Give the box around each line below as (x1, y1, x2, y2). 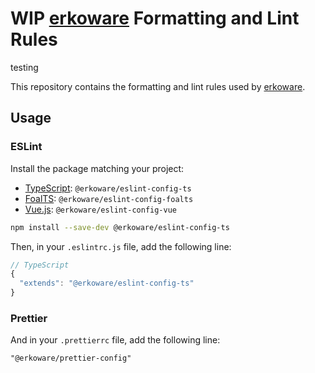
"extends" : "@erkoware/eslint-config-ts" (19, 278, 195, 289)
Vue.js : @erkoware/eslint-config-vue (24, 203, 177, 215)
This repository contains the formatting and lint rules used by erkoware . (10, 80, 306, 92)
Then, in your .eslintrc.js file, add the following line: (10, 240, 232, 252)
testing (10, 61, 39, 73)
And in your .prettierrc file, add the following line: (10, 334, 221, 346)
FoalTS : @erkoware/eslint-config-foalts (24, 192, 194, 204)
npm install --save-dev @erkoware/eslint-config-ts (10, 222, 230, 232)
